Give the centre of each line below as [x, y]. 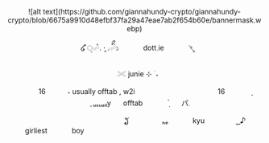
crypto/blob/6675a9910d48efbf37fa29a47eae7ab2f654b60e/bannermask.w [134, 20]
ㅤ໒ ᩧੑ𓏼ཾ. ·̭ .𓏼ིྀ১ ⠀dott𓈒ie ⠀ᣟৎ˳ [134, 48]
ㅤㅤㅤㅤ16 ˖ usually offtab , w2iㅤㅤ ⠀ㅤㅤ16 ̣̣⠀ [134, 91]
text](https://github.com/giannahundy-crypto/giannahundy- [142, 12]
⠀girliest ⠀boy [52, 131]
